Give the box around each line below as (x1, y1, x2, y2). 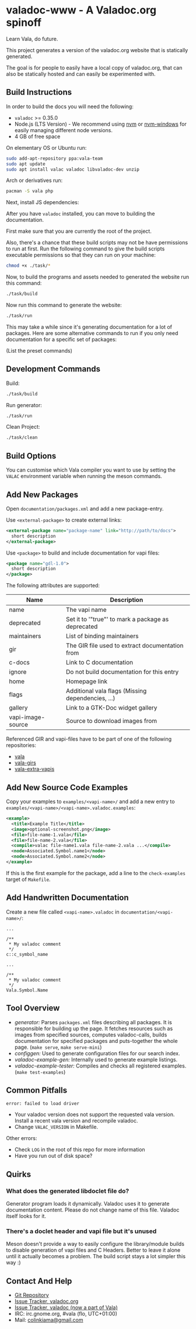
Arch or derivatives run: (6, 177, 63, 184)
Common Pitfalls (6, 1085, 68, 1095)
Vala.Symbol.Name (6, 987, 48, 993)
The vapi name (66, 606, 107, 614)
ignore (9, 668, 27, 676)
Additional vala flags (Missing (66, 687, 147, 695)
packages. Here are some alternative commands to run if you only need (6, 329, 178, 336)
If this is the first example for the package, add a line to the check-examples (6, 869, 185, 876)
